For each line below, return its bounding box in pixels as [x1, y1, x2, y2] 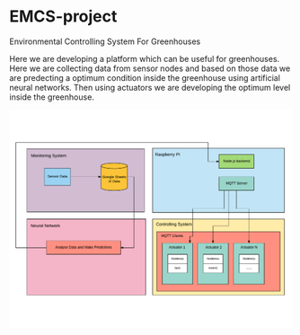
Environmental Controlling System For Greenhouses [9, 36, 201, 47]
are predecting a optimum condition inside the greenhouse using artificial [9, 72, 281, 83]
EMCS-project [9, 6, 118, 27]
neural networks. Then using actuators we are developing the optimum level [9, 82, 291, 93]
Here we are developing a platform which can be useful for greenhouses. [9, 53, 280, 64]
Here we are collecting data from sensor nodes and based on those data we [9, 63, 291, 74]
